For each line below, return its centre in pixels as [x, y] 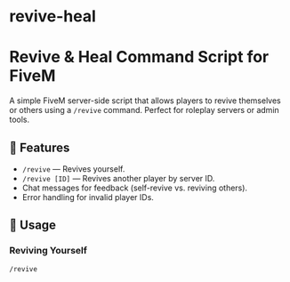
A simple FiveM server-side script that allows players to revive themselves [145, 101]
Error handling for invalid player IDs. [88, 197]
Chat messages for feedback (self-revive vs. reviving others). [134, 188]
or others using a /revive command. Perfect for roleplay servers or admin [145, 110]
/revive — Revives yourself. [73, 169]
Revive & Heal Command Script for [139, 57]
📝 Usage [32, 226]
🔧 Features [40, 147]
